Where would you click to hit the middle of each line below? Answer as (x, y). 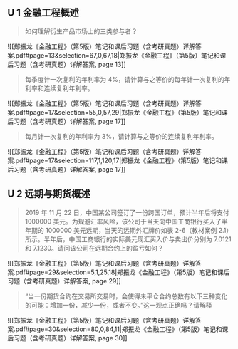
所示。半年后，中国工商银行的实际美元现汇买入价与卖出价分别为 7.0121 (128, 239)
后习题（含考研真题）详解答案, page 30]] (67, 338)
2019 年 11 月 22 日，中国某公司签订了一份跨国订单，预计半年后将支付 (127, 212)
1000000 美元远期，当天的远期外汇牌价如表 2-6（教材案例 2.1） (137, 230)
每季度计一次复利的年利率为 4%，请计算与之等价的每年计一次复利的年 (128, 79)
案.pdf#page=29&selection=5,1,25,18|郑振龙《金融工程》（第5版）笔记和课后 (119, 272)
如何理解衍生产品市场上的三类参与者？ (81, 31)
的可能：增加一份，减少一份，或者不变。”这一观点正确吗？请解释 (118, 305)
